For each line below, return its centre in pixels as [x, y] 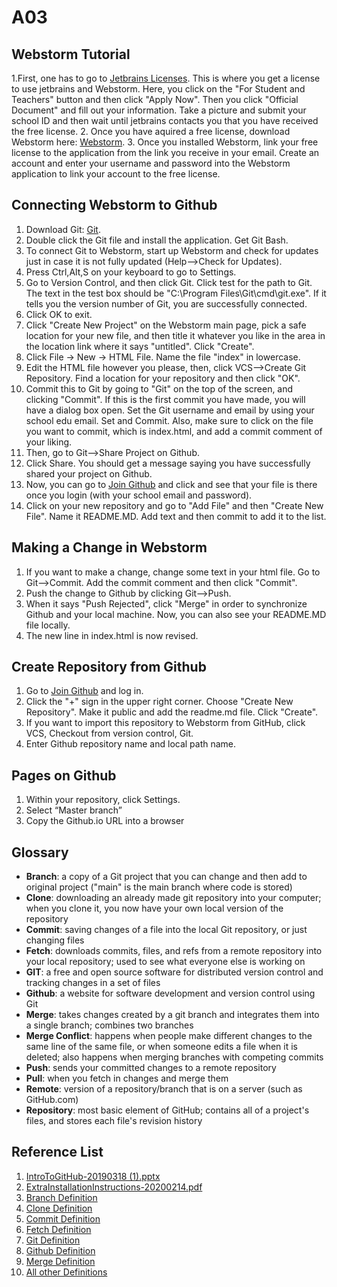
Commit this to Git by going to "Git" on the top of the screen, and [159, 388]
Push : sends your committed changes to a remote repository [151, 1068]
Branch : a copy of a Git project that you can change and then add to [166, 877]
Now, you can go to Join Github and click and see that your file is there [171, 484]
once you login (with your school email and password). [139, 495]
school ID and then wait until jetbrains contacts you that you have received [165, 120]
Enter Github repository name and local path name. [131, 744]
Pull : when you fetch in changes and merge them [127, 1078]
